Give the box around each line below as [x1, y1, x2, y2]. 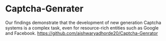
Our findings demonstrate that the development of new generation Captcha [5, 19, 161, 25]
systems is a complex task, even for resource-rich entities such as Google [5, 24, 159, 30]
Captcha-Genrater [5, 3, 84, 14]
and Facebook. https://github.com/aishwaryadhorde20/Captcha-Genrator [5, 30, 158, 36]
